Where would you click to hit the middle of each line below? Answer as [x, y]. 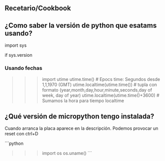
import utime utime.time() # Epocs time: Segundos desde [101, 79]
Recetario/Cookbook [38, 8]
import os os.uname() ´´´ [67, 153]
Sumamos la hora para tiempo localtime [83, 101]
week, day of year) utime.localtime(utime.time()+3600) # [101, 95]
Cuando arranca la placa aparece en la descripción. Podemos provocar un [81, 128]
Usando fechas [24, 68]
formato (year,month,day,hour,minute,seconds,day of [97, 90]
